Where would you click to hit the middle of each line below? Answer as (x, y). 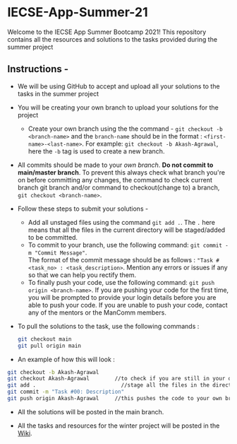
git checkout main (44, 339)
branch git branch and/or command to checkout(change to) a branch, (119, 187)
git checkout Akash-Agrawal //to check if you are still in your (116, 379)
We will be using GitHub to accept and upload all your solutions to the (119, 86)
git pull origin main (49, 346)
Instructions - (38, 69)
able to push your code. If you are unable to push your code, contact (128, 305)
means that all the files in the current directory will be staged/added (127, 230)
